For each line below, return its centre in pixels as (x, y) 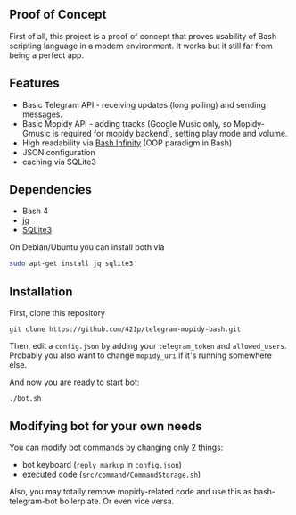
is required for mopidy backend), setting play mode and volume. (170, 133)
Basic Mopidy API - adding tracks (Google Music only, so (127, 123)
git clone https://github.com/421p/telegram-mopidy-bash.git (125, 329)
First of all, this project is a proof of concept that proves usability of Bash (143, 36)
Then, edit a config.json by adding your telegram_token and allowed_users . (148, 346)
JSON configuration (58, 152)
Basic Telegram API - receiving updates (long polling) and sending (144, 104)
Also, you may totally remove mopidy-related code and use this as (131, 491)
